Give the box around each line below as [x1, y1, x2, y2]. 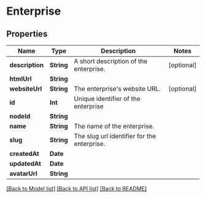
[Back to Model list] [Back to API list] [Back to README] [6, 185, 147, 192]
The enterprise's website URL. [74, 84, 161, 93]
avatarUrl [9, 169, 38, 178]
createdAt [9, 150, 40, 158]
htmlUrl [9, 75, 32, 83]
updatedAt [9, 159, 42, 167]
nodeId [9, 112, 31, 120]
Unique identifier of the [74, 95, 141, 103]
